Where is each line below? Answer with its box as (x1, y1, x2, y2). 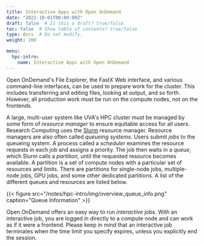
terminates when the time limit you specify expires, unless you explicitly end (6, 227, 197, 234)
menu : (6, 48, 20, 55)
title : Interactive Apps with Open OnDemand (6, 9, 121, 15)
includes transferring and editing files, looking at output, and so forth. (6, 89, 181, 96)
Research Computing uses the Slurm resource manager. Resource (6, 126, 172, 134)
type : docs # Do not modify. (6, 32, 83, 38)
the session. (6, 234, 37, 241)
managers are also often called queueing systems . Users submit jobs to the (6, 133, 195, 140)
